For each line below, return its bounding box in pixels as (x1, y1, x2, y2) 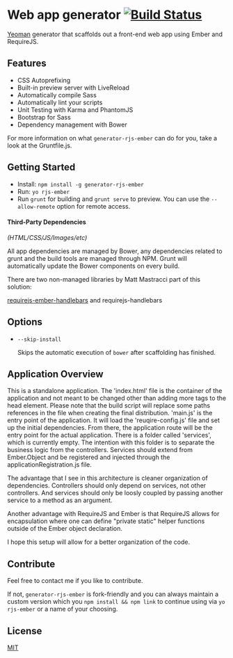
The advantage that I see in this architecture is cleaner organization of (7, 474, 209, 483)
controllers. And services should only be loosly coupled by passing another (7, 489, 223, 497)
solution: (7, 282, 33, 291)
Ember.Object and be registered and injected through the (7, 453, 170, 462)
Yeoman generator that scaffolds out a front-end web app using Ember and (7, 30, 223, 38)
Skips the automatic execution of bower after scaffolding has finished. (17, 348, 216, 356)
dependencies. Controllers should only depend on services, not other (7, 481, 207, 490)
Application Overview (7, 368, 104, 380)
